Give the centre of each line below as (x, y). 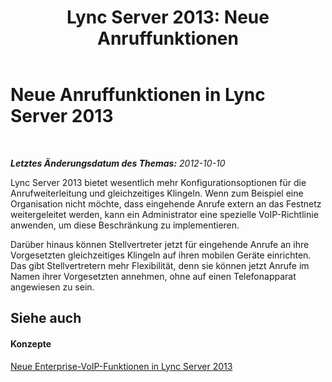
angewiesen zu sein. (52, 287)
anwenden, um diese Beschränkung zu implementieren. (125, 225)
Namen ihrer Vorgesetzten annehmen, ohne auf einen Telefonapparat (153, 276)
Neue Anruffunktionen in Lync (138, 95)
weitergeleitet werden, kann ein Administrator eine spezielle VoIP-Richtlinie (164, 214)
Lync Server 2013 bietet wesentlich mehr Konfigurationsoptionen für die (158, 182)
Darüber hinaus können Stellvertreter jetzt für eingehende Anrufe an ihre (160, 244)
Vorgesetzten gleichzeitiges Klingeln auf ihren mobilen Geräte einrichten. (161, 255)
